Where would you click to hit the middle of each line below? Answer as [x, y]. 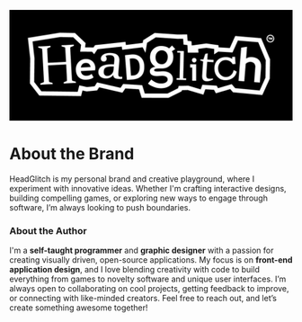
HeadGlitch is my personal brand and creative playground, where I [132, 179]
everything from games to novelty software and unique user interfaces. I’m [148, 279]
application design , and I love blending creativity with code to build [135, 270]
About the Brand [72, 154]
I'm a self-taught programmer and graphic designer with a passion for [142, 250]
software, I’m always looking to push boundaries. [100, 207]
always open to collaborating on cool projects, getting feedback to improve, [149, 289]
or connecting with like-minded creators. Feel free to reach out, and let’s [143, 299]
